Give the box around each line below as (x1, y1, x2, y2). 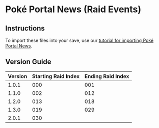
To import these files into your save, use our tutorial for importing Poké (5, 37, 154, 43)
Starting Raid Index (32, 72, 80, 80)
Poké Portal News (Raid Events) (5, 4, 142, 15)
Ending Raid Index (84, 72, 129, 80)
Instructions (5, 24, 45, 33)
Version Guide (5, 58, 52, 66)
